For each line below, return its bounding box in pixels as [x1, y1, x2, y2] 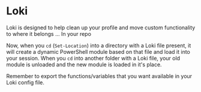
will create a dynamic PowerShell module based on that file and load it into [6, 48, 190, 55]
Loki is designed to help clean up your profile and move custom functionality [6, 24, 196, 31]
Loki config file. [6, 79, 45, 86]
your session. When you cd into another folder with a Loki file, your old [6, 54, 181, 62]
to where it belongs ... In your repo [6, 30, 92, 37]
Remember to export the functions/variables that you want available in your [6, 72, 193, 79]
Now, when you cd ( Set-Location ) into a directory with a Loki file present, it [6, 42, 191, 49]
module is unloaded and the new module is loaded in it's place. [6, 61, 162, 68]
